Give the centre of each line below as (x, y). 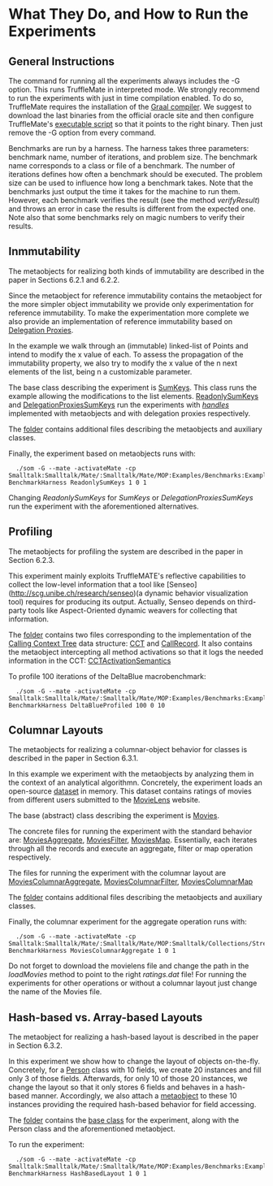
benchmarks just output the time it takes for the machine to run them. (125, 191)
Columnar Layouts (56, 731)
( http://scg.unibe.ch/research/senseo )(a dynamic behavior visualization (128, 593)
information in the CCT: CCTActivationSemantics (90, 660)
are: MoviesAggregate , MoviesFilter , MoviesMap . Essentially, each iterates (133, 840)
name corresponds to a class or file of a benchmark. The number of (122, 166)
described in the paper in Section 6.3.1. (74, 758)
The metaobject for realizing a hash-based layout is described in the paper (134, 1037)
